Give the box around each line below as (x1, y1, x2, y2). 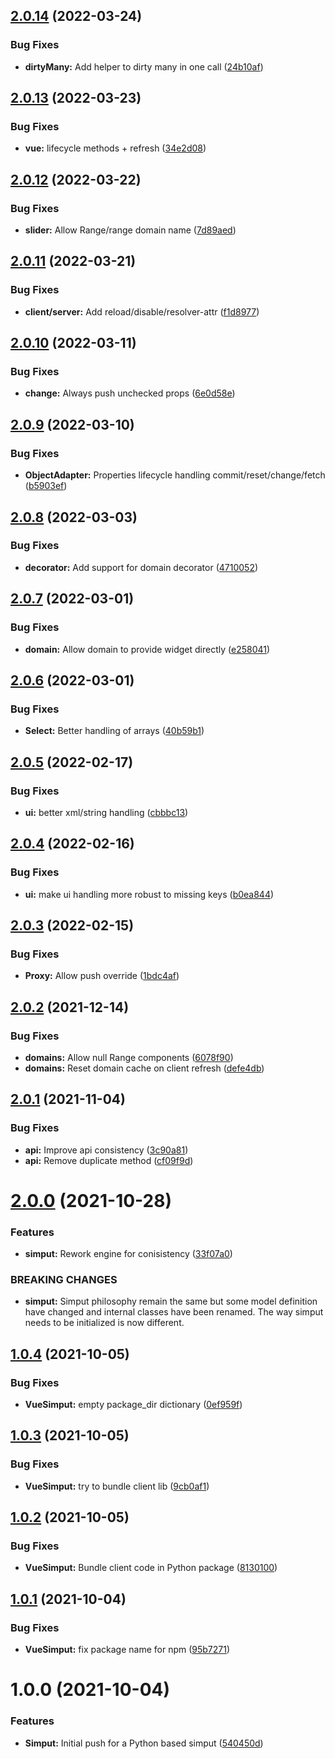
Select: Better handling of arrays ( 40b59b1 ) (24, 725, 205, 737)
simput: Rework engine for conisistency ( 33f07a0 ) (24, 1248, 233, 1260)
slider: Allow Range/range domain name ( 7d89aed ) (24, 224, 237, 236)
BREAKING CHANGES (10, 1273, 118, 1287)
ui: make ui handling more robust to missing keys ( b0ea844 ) (24, 888, 275, 900)
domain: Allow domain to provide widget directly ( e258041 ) (24, 643, 271, 655)
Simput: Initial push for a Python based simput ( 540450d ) (24, 1737, 264, 1749)
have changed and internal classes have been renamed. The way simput (24, 1306, 324, 1318)
